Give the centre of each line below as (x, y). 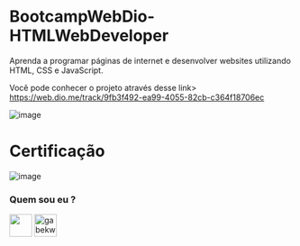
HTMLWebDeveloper (89, 36)
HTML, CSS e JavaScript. (56, 70)
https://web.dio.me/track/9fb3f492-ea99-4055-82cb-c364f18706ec (137, 97)
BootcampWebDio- (82, 17)
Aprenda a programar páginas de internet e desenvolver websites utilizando (150, 60)
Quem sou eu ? (43, 199)
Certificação (57, 151)
